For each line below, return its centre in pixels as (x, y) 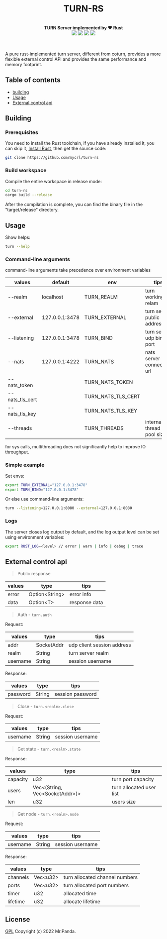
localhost (53, 297)
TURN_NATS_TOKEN (109, 382)
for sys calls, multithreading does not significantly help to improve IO (76, 447)
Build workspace (26, 171)
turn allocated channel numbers (101, 877)
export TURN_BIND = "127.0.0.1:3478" (42, 490)
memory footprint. (24, 64)
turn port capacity (133, 779)
